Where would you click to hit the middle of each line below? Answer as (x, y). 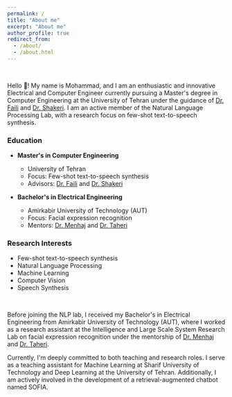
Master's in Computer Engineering (68, 155)
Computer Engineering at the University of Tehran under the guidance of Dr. (116, 100)
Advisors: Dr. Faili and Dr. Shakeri (75, 184)
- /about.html (34, 53)
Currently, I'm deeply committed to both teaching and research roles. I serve (116, 357)
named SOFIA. (28, 387)
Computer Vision (41, 280)
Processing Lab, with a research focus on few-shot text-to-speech (102, 115)
